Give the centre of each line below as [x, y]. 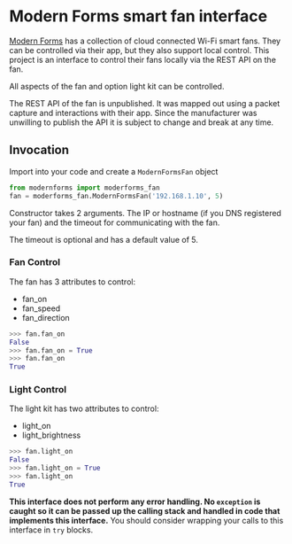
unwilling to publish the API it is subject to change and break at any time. [142, 122]
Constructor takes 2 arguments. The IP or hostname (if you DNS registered [145, 213]
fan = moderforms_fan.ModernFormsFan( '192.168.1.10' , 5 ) [116, 196]
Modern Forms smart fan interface [138, 16]
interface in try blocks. [51, 530]
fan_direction [46, 317]
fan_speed [41, 308]
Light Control [38, 390]
